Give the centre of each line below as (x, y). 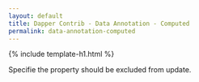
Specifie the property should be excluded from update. (100, 70)
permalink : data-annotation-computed (72, 31)
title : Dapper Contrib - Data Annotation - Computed (99, 24)
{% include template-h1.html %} (61, 54)
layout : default (36, 16)
